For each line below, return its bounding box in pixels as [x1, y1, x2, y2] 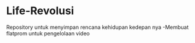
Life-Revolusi [6, 4, 74, 18]
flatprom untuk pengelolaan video [6, 29, 90, 37]
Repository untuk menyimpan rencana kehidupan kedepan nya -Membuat [6, 24, 189, 31]
